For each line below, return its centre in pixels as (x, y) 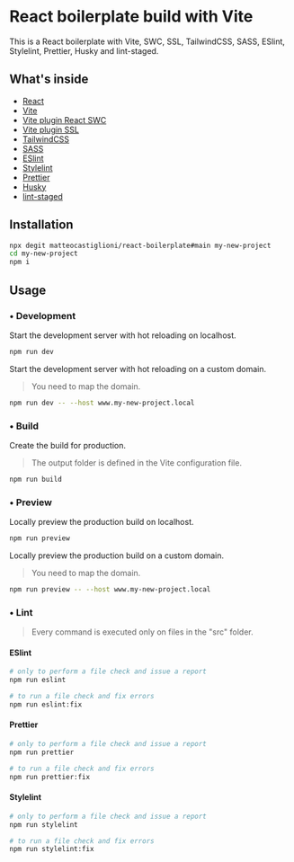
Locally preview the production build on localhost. (102, 522)
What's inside (49, 80)
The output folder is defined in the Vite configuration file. (137, 462)
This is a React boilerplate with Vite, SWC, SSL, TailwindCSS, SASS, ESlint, (147, 41)
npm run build (36, 479)
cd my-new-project (44, 253)
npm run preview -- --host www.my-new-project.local (110, 589)
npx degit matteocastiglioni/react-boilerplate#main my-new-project (140, 245)
